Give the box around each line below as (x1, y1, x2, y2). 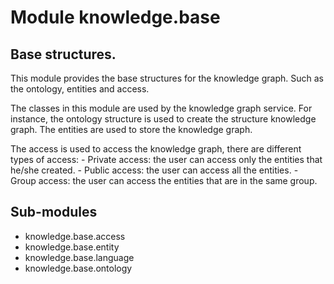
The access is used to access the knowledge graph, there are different (10, 143, 302, 155)
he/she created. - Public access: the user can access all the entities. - (10, 164, 299, 176)
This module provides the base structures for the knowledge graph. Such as (10, 72, 324, 84)
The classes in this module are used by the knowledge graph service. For (10, 102, 313, 114)
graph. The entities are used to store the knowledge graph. (10, 124, 253, 135)
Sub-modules (10, 204, 98, 221)
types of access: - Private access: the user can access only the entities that (10, 154, 323, 165)
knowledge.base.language (24, 251, 135, 263)
